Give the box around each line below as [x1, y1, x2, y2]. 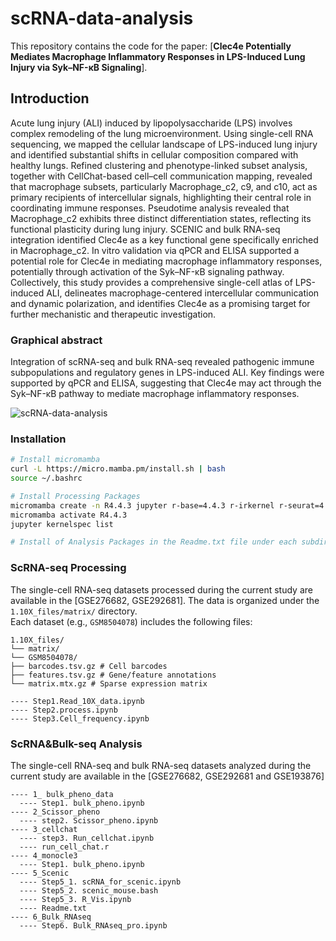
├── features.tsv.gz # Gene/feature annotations [10, 670, 217, 680]
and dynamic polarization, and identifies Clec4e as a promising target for [10, 297, 311, 309]
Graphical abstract [10, 333, 103, 347]
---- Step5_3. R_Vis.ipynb [19, 894, 132, 904]
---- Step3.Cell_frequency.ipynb [10, 713, 150, 724]
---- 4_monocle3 [10, 850, 78, 861]
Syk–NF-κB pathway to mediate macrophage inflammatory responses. [10, 388, 300, 400]
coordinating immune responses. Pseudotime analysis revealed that [10, 202, 290, 214]
